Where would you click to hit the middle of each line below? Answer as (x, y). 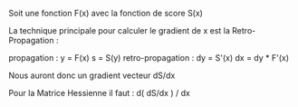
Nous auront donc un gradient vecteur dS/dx (92, 75)
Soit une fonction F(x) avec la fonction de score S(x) (106, 13)
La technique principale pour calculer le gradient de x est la (119, 30)
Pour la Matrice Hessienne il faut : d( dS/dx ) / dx (100, 93)
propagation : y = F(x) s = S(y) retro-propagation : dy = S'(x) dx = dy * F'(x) (149, 58)
